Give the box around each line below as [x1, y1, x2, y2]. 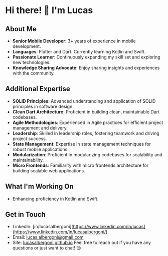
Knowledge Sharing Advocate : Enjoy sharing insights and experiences [12, 65, 160, 71]
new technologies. [12, 59, 51, 65]
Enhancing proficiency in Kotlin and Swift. [12, 196, 99, 202]
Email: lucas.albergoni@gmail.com [12, 234, 84, 240]
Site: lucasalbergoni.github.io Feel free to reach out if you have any [12, 239, 151, 246]
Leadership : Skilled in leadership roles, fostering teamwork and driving [12, 130, 159, 136]
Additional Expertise [5, 85, 70, 93]
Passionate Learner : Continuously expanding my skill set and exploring [12, 54, 160, 60]
